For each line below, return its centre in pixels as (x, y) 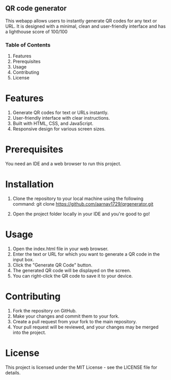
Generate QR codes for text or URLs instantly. (60, 113)
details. (13, 372)
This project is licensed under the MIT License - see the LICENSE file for (81, 367)
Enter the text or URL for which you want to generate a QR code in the (86, 254)
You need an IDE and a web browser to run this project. (63, 164)
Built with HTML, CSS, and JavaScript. (53, 124)
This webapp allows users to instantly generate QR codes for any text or (81, 20)
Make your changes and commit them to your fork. (66, 316)
